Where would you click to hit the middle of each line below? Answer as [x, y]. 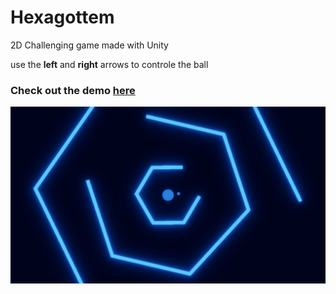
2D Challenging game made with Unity [89, 45]
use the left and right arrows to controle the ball [109, 64]
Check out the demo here [73, 90]
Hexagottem [62, 17]
